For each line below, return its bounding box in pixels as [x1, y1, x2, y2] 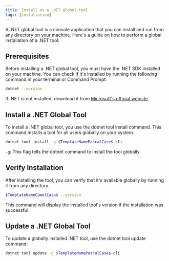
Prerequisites [5, 52, 49, 60]
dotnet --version [5, 86, 43, 92]
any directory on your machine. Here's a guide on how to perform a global [5, 32, 162, 38]
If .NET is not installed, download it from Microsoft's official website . [5, 96, 150, 102]
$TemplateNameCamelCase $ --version [5, 192, 81, 198]
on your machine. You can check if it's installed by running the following [5, 71, 157, 77]
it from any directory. [5, 182, 50, 188]
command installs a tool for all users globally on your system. [5, 129, 135, 136]
